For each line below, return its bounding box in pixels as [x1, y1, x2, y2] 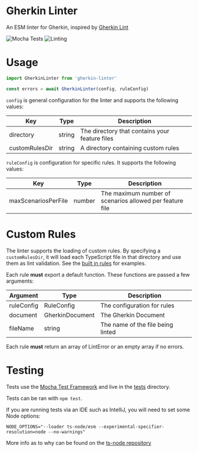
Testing [6, 363, 44, 377]
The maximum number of [101, 189, 171, 197]
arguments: [6, 277, 34, 284]
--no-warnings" [48, 429, 85, 435]
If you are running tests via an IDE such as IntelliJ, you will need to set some [6, 406, 190, 413]
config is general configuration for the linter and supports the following [6, 96, 179, 104]
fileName [9, 324, 34, 332]
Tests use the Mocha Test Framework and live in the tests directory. [6, 383, 171, 390]
